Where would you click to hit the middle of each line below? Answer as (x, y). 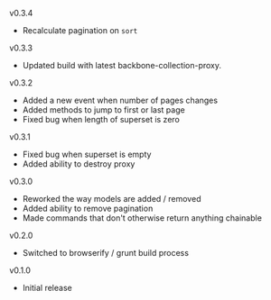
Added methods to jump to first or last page (103, 110)
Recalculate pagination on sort (80, 30)
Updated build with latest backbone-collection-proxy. (122, 65)
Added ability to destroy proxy (79, 164)
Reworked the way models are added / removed (112, 199)
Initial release (47, 288)
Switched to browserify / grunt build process (106, 253)
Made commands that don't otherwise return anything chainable (142, 218)
